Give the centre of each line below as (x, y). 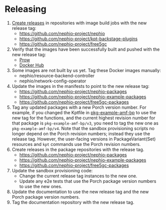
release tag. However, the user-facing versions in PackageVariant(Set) (84, 139)
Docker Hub (32, 65)
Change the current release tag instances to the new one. (78, 176)
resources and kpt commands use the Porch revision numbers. (76, 144)
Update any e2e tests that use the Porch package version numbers (88, 181)
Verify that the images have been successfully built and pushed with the (86, 49)
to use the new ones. (41, 186)
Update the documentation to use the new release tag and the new (80, 192)
